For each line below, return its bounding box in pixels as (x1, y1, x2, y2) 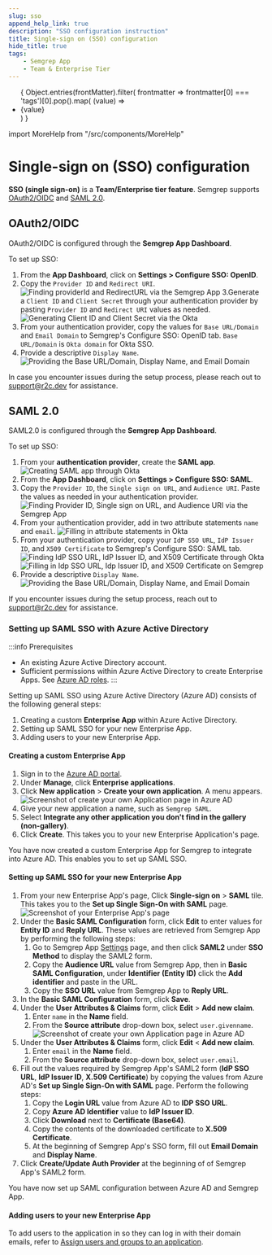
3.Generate (222, 286, 260, 297)
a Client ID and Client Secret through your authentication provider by (19, 295, 258, 305)
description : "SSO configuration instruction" (8, 27, 169, 35)
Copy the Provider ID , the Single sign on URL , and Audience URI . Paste (19, 483, 261, 493)
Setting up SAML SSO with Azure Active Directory (8, 623, 209, 635)
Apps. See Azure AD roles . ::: (19, 675, 118, 684)
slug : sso (8, 11, 42, 20)
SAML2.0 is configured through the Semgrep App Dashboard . (8, 426, 218, 435)
